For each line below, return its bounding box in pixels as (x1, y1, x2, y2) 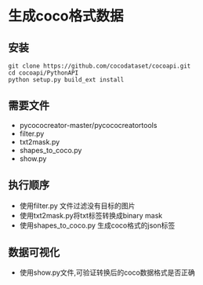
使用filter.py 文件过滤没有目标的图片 (19, 201, 136, 210)
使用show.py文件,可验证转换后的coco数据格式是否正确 (19, 268, 196, 277)
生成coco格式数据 (8, 7, 124, 25)
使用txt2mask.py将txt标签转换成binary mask (19, 210, 163, 220)
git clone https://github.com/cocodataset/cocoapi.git (8, 62, 191, 70)
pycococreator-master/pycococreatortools (19, 120, 158, 130)
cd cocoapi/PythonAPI (8, 69, 79, 77)
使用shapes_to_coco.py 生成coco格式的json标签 (19, 221, 176, 230)
